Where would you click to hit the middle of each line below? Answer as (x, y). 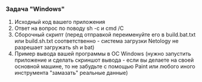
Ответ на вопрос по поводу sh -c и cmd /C (69, 28)
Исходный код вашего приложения (60, 22)
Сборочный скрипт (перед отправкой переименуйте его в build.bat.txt (105, 35)
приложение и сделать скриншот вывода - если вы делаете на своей (104, 60)
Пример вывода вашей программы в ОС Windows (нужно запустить (103, 54)
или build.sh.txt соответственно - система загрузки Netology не (96, 41)
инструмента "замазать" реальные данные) (71, 73)
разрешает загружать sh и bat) (54, 47)
